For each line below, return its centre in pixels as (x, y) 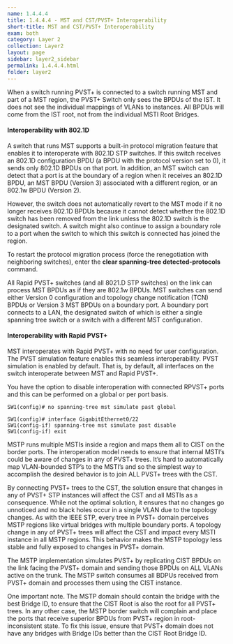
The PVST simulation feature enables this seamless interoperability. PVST (113, 358)
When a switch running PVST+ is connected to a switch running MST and (113, 92)
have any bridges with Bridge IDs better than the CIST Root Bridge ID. (107, 633)
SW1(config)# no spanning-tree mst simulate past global (92, 407)
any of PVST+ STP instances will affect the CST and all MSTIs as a (103, 495)
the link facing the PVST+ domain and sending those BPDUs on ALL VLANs (115, 568)
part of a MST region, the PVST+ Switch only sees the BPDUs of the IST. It (114, 99)
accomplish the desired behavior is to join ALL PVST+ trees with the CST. (112, 474)
